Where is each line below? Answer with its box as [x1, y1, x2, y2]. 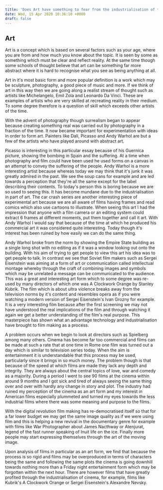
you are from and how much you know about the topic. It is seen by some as [5, 52, 158, 58]
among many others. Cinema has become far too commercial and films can [5, 337, 155, 343]
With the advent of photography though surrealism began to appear [5, 118, 141, 123]
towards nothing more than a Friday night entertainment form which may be [5, 464, 156, 470]
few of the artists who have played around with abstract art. [5, 138, 125, 144]
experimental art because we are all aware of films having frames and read [5, 199, 155, 205]
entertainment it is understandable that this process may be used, [5, 352, 137, 358]
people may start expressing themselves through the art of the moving [5, 434, 146, 440]
